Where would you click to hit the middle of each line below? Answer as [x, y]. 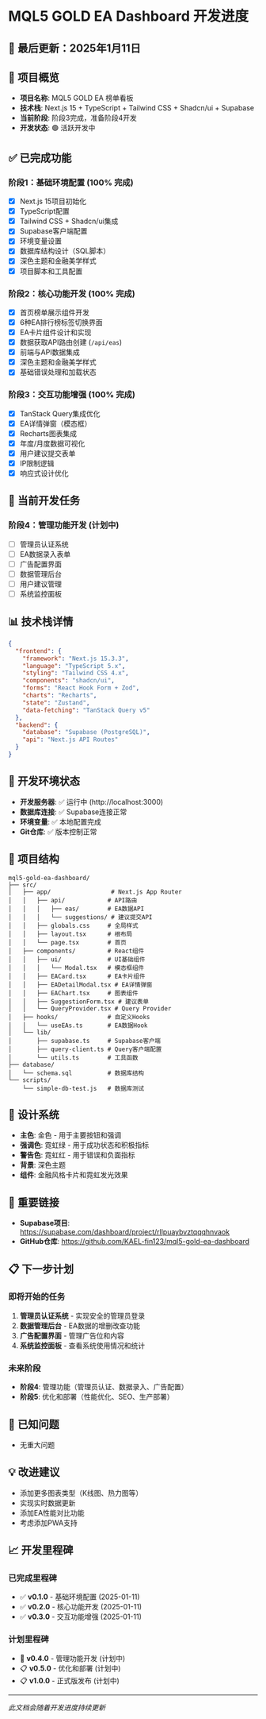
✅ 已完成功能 [40, 158]
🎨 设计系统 [34, 1114]
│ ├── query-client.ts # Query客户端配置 [85, 1049]
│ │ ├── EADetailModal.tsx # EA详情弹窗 [80, 985]
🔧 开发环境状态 [44, 781]
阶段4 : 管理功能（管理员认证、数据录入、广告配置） [104, 1387]
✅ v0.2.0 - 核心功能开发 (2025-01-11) [81, 1607]
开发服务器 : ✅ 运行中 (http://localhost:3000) [91, 802]
